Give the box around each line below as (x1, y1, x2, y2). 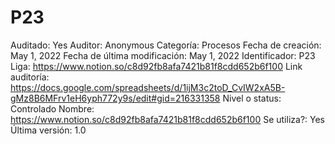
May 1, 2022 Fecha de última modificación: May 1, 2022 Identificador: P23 (10, 49, 316, 61)
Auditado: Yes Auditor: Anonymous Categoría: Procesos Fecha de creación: (10, 39, 322, 51)
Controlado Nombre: (10, 102, 95, 115)
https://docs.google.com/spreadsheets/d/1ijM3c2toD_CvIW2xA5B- (10, 81, 286, 93)
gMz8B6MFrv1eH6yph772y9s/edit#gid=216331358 (10, 92, 221, 104)
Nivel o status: (222, 92, 282, 104)
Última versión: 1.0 (10, 124, 87, 136)
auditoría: (10, 71, 50, 83)
